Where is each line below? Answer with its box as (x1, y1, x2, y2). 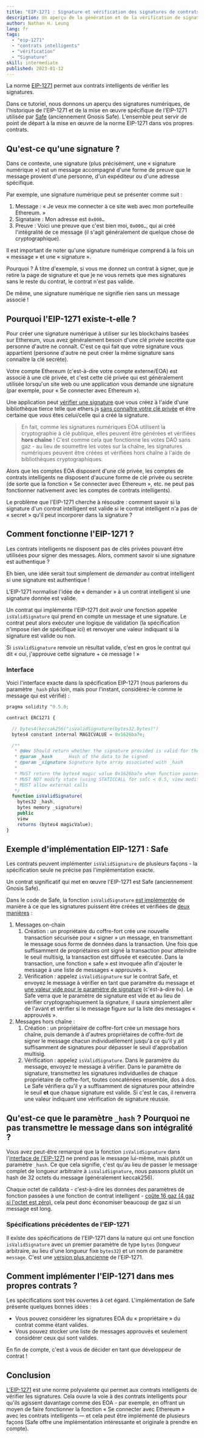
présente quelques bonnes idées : (6, 1303, 92, 1310)
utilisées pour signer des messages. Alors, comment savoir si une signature (6, 551, 195, 559)
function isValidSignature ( (12, 793, 83, 799)
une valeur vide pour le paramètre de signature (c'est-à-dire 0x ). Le (24, 985, 193, 993)
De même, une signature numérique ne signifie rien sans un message (6, 290, 180, 297)
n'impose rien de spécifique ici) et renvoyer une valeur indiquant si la (6, 625, 179, 632)
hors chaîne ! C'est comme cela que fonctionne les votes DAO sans (21, 436, 191, 443)
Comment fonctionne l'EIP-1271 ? (6, 529, 134, 539)
